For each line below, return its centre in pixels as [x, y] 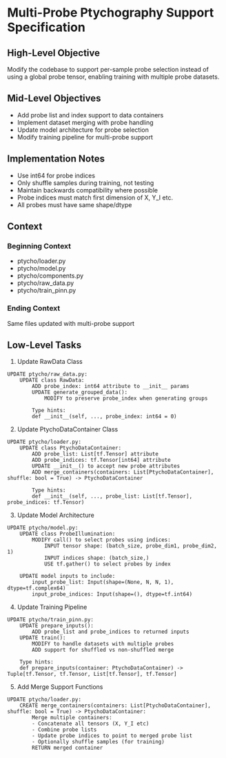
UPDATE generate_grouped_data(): [80, 392]
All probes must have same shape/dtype [74, 204]
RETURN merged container [68, 748]
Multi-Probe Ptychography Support [111, 13]
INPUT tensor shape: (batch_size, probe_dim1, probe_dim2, [130, 546]
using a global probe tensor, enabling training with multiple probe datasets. [113, 77]
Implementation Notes [56, 159]
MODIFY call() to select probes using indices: [101, 540]
